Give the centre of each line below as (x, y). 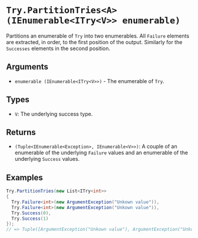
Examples (24, 178)
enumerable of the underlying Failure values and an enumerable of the (101, 153)
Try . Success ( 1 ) (30, 219)
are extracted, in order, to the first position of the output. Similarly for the (94, 42)
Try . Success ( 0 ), (31, 213)
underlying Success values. (47, 159)
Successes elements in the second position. (58, 48)
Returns (21, 132)
